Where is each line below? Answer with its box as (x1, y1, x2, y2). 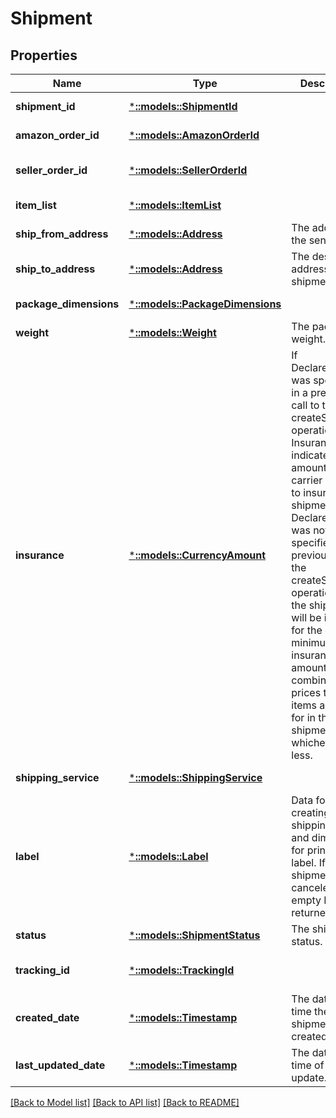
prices (291, 686, 322, 699)
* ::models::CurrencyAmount (128, 548, 267, 562)
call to (291, 398, 320, 412)
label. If (291, 856, 326, 869)
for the (291, 623, 323, 637)
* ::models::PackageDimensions (128, 297, 282, 311)
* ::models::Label (128, 850, 209, 863)
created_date (15, 1011, 80, 1024)
